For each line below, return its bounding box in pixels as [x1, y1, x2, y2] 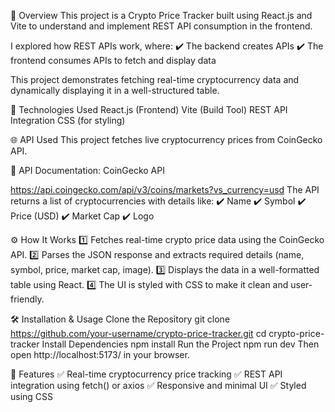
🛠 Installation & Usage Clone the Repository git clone [10, 313, 231, 325]
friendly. [10, 293, 45, 305]
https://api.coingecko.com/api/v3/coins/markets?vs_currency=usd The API [10, 184, 320, 195]
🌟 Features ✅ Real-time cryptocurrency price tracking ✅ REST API [10, 368, 283, 380]
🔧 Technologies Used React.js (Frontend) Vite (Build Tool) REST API [10, 104, 288, 115]
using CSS [10, 391, 54, 402]
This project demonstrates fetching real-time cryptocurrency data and [10, 74, 300, 85]
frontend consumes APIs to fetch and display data [10, 55, 217, 66]
